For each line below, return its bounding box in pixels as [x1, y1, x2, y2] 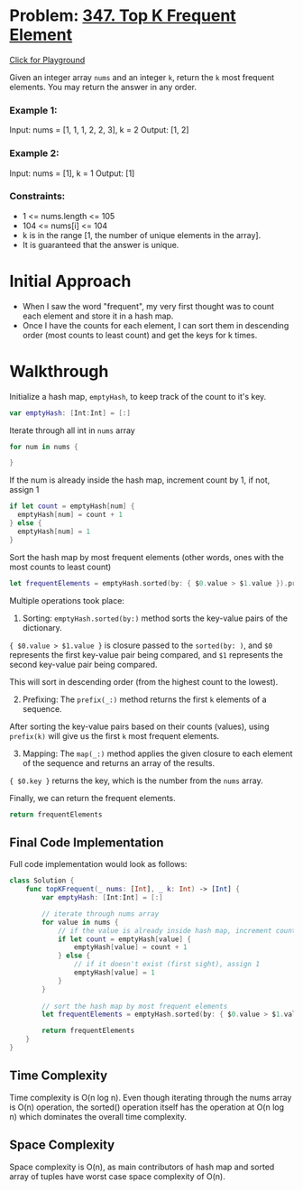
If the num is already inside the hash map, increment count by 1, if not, [9, 475, 271, 485]
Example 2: [9, 147, 60, 160]
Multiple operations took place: [9, 595, 124, 605]
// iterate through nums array [41, 909, 160, 919]
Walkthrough [9, 361, 109, 382]
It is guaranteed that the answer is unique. [22, 239, 179, 250]
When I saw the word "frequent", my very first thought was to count [22, 300, 275, 311]
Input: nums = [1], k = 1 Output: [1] [9, 168, 135, 179]
